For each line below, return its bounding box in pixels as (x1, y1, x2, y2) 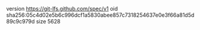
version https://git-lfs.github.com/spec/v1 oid (6, 5, 118, 12)
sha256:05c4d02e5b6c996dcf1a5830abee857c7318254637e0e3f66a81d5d (6, 11, 195, 19)
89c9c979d (6, 18, 35, 25)
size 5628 (35, 18, 61, 25)
